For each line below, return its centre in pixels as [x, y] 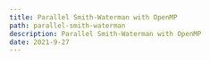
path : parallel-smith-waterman [67, 26]
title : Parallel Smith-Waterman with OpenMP [93, 17]
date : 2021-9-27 [39, 42]
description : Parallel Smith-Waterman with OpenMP [105, 34]
